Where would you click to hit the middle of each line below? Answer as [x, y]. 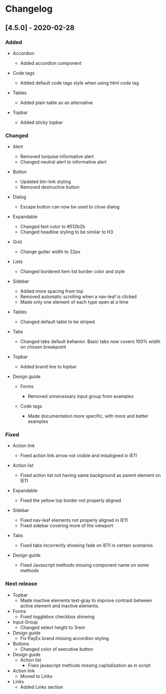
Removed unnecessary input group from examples [80, 396]
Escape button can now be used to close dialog [70, 207]
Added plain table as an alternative [56, 102]
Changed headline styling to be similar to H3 [67, 232]
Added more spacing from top [52, 291]
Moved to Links [36, 676]
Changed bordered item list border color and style [73, 272]
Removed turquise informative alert [57, 156]
